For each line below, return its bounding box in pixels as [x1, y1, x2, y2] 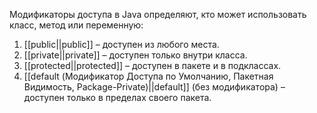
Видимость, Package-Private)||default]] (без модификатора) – [23, 81, 286, 93]
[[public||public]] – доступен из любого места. [23, 39, 220, 50]
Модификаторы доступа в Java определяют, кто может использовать [9, 9, 307, 20]
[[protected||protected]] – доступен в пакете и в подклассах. [23, 60, 282, 71]
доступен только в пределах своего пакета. [23, 92, 212, 103]
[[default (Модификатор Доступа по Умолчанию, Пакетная [23, 70, 274, 82]
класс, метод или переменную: [9, 19, 144, 31]
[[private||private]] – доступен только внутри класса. [23, 49, 248, 61]
